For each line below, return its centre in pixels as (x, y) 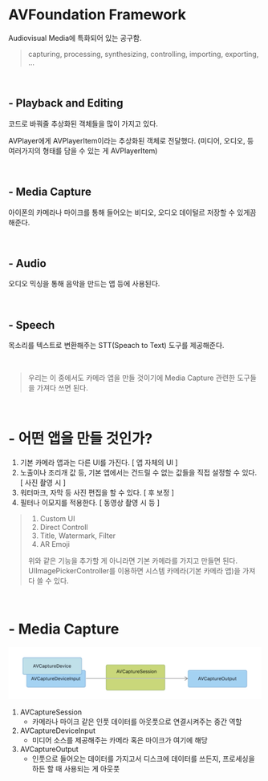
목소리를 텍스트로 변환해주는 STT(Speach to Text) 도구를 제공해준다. (116, 346)
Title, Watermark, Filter (78, 536)
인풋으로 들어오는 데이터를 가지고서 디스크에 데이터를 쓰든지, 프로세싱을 (143, 759)
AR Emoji (55, 544)
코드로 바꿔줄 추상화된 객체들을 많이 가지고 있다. (83, 123)
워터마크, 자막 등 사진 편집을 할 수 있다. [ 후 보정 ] (97, 493)
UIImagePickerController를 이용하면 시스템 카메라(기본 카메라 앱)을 (134, 571)
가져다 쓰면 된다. (62, 388)
